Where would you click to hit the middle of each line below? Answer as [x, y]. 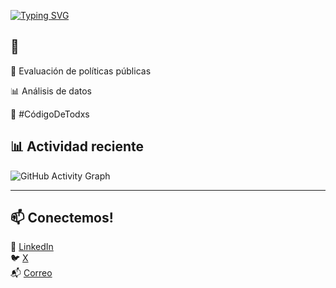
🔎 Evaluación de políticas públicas [81, 71]
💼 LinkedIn [32, 247]
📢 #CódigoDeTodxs [50, 114]
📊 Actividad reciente [77, 146]
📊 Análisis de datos [51, 91]
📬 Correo [31, 273]
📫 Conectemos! [62, 218]
